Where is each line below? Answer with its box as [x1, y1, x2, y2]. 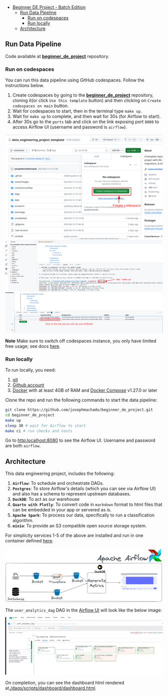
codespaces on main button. [12, 103, 69, 109]
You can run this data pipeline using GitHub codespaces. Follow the [5, 77, 144, 83]
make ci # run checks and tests [5, 428, 72, 433]
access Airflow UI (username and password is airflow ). [12, 124, 127, 130]
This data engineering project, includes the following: [5, 470, 115, 477]
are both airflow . [5, 443, 41, 449]
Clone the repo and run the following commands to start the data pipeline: [5, 397, 157, 403]
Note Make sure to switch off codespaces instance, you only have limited [5, 338, 156, 344]
